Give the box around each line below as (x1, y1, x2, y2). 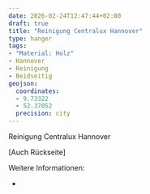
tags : (8, 42, 27, 50)
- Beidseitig (8, 72, 53, 80)
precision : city (15, 110, 71, 118)
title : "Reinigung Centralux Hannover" (8, 27, 144, 35)
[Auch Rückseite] (8, 147, 66, 157)
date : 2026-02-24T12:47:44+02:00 (8, 11, 122, 20)
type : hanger (8, 34, 53, 43)
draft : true (8, 19, 49, 27)
